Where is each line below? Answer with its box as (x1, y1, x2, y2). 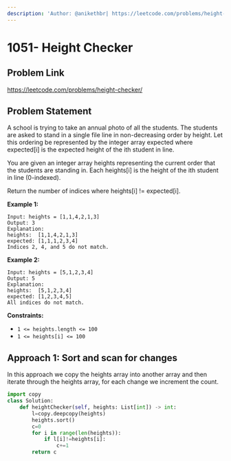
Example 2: (7, 256, 40, 264)
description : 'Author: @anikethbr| (7, 10, 109, 17)
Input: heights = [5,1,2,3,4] (7, 269, 94, 276)
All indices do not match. (7, 299, 85, 307)
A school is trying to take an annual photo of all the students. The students (7, 123, 218, 132)
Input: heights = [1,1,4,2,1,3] (7, 214, 100, 221)
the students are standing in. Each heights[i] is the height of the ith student (7, 166, 219, 174)
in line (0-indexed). (7, 174, 61, 182)
